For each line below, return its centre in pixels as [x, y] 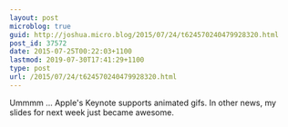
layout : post [34, 18]
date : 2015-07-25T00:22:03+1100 [71, 52]
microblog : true [40, 26]
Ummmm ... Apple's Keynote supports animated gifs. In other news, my [143, 103]
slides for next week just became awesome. [92, 112]
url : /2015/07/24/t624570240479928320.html [93, 77]
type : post [30, 69]
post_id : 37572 [38, 43]
